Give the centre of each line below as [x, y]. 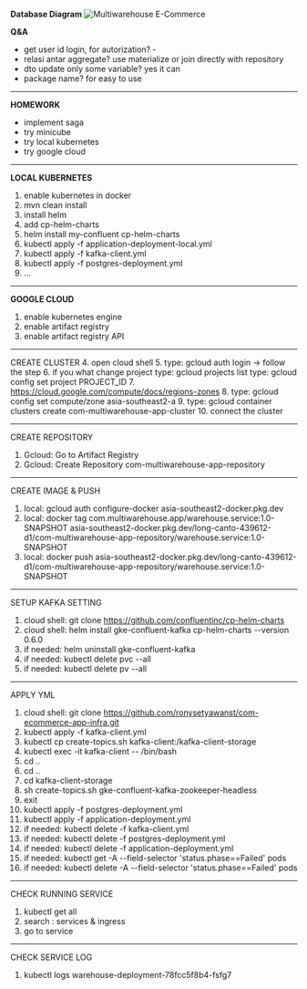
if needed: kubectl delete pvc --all [87, 659]
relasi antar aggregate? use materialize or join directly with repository [153, 59]
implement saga [54, 122]
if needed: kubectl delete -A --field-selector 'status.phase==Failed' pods [160, 868]
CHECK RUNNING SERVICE [62, 894]
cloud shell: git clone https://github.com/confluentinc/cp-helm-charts [154, 620]
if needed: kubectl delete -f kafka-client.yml [106, 829]
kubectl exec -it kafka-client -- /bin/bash [100, 751]
